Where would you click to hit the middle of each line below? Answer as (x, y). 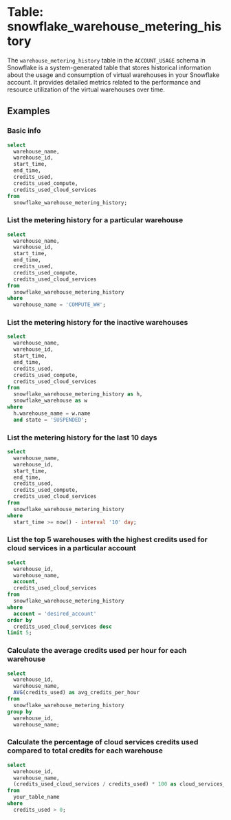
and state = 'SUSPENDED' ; (51, 420)
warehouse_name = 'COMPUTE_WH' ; (60, 305)
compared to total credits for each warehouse (85, 751)
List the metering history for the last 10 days (82, 438)
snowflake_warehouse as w (51, 401)
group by (20, 712)
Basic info (24, 131)
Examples (29, 111)
